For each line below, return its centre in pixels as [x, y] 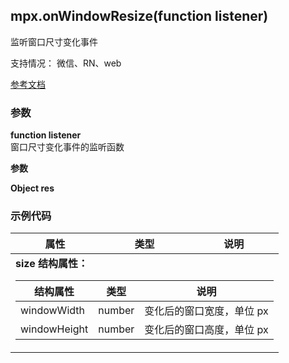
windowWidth [52, 311]
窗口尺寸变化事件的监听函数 [67, 147]
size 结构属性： [51, 264]
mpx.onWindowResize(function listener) [139, 16]
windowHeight [54, 329]
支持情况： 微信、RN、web [66, 63]
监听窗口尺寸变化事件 [54, 41]
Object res [32, 188]
